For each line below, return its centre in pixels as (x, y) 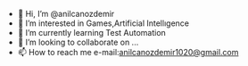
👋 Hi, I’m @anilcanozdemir (66, 14)
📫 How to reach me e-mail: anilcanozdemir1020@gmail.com (128, 52)
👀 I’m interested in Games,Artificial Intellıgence (103, 23)
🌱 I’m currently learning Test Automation (92, 33)
